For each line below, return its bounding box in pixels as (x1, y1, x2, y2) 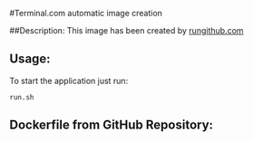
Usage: (9, 52, 52, 67)
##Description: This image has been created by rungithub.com (9, 25, 244, 35)
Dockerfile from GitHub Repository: (9, 117, 214, 133)
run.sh (9, 92, 34, 102)
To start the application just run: (9, 75, 129, 86)
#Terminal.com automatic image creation (9, 8, 163, 18)
